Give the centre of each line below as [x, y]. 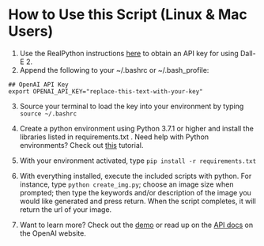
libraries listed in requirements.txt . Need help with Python [114, 137]
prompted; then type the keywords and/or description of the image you [135, 192]
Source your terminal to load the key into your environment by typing [132, 106]
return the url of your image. [66, 209]
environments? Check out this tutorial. [81, 145]
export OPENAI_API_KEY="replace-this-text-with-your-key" [106, 91]
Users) [31, 31]
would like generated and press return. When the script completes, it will [138, 201]
